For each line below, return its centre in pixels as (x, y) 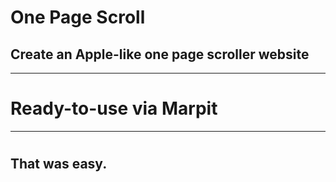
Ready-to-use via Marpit (114, 108)
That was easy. (59, 164)
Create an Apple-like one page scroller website (160, 54)
